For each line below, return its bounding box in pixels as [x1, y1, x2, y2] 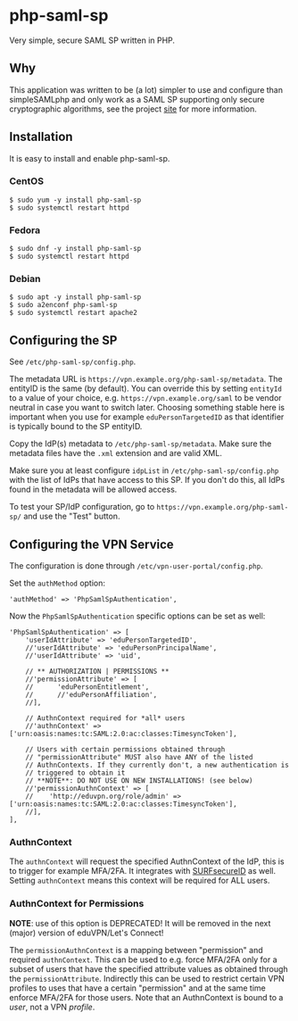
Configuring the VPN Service [9, 536, 174, 552]
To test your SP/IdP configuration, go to [9, 502, 155, 512]
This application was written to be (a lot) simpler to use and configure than [9, 84, 284, 95]
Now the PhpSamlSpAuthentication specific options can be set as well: [9, 610, 266, 621]
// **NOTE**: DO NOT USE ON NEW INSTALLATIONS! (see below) [25, 776, 253, 785]
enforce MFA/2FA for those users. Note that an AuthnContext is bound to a [9, 992, 284, 1002]
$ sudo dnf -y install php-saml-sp [9, 245, 142, 253]
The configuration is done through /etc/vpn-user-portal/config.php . [9, 560, 263, 571]
